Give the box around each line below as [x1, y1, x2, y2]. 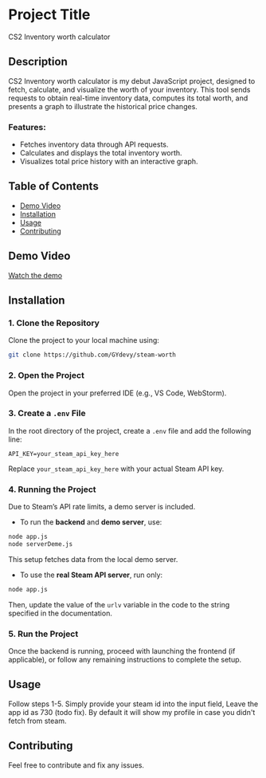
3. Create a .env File [8, 408, 86, 419]
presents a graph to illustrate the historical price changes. [8, 101, 198, 111]
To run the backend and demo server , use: [19, 517, 162, 527]
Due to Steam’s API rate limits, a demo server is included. [8, 502, 196, 512]
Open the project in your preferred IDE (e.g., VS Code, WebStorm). [8, 388, 227, 398]
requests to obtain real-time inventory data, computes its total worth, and [8, 93, 248, 103]
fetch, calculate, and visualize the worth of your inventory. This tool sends [8, 84, 251, 94]
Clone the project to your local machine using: [8, 336, 159, 345]
